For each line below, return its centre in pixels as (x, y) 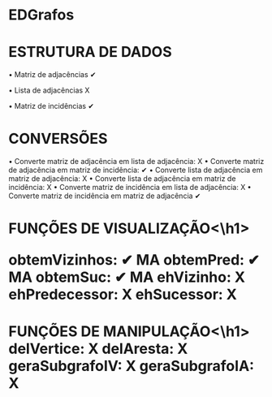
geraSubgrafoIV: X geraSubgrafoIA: (131, 366)
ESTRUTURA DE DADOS (90, 52)
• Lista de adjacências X (49, 90)
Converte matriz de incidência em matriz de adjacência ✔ (105, 196)
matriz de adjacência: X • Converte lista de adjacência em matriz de (122, 179)
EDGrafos (41, 15)
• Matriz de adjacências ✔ (52, 75)
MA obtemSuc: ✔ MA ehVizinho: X (127, 277)
